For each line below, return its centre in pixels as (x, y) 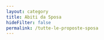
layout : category (27, 11)
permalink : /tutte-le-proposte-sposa (52, 28)
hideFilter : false (28, 22)
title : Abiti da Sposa (34, 17)
